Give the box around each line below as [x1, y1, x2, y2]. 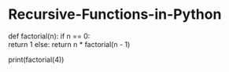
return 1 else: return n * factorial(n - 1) [8, 39, 131, 49]
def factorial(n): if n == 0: [8, 31, 90, 41]
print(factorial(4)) [8, 55, 65, 64]
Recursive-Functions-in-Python [8, 5, 222, 23]
